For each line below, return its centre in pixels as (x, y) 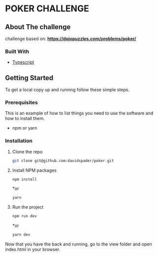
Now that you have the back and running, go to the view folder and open (79, 244)
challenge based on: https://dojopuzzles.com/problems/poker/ (71, 39)
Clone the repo (27, 152)
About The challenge (38, 27)
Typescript (23, 62)
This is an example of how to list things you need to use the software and (79, 113)
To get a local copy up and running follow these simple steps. (67, 90)
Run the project (28, 207)
